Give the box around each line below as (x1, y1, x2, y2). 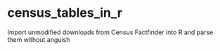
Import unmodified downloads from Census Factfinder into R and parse (7, 28, 214, 36)
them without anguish (7, 35, 70, 43)
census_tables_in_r (7, 5, 123, 21)
